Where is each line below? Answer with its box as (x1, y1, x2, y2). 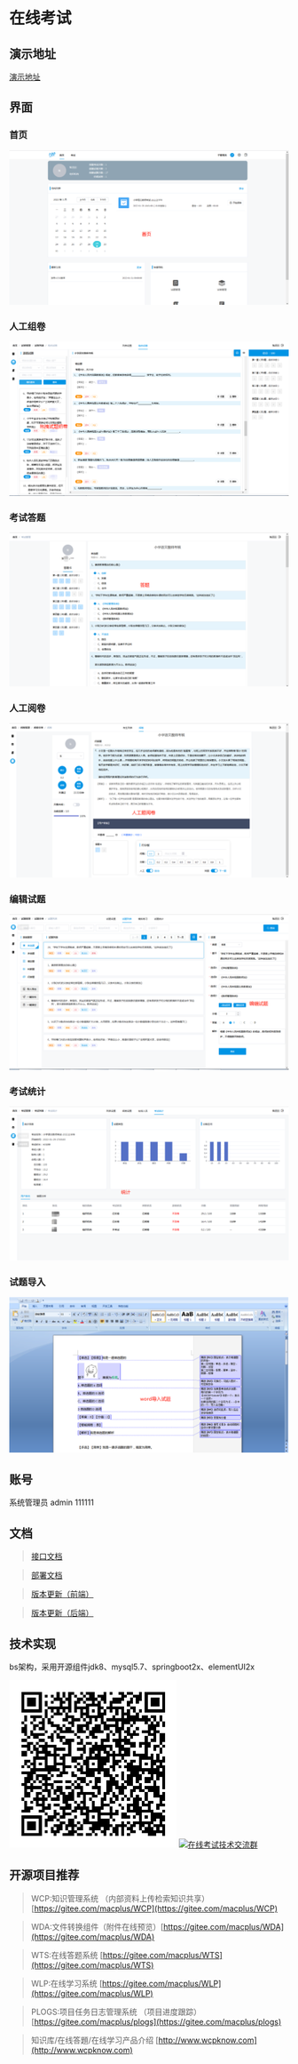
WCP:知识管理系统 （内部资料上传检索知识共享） (30, 1892, 210, 1903)
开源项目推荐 (9, 1868, 80, 1883)
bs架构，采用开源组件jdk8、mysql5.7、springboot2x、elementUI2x (9, 1661, 255, 1672)
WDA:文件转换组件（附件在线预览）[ (30, 1921, 164, 1932)
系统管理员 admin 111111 (9, 1497, 95, 1508)
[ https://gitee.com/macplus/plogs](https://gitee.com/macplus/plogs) (30, 2016, 282, 2027)
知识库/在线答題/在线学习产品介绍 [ (30, 2035, 159, 2045)
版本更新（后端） (30, 1608, 94, 1619)
